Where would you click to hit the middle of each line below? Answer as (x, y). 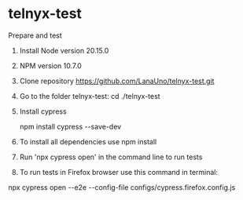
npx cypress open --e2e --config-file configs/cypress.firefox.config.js (122, 187)
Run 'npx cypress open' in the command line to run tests (111, 157)
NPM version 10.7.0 (50, 65)
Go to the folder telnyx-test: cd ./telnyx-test (90, 96)
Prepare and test (35, 35)
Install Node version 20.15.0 (64, 50)
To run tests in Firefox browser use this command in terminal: (119, 172)
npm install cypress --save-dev (70, 126)
